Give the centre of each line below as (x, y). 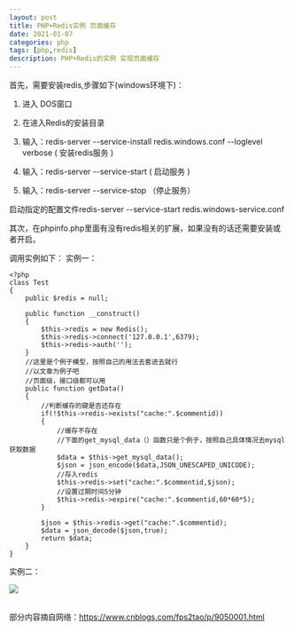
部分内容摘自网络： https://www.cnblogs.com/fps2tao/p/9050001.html (137, 617)
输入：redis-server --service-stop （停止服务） (108, 190)
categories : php (39, 42)
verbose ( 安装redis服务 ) (68, 153)
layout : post (33, 17)
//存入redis (77, 475)
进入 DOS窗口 (47, 104)
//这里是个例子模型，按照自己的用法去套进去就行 (102, 362)
